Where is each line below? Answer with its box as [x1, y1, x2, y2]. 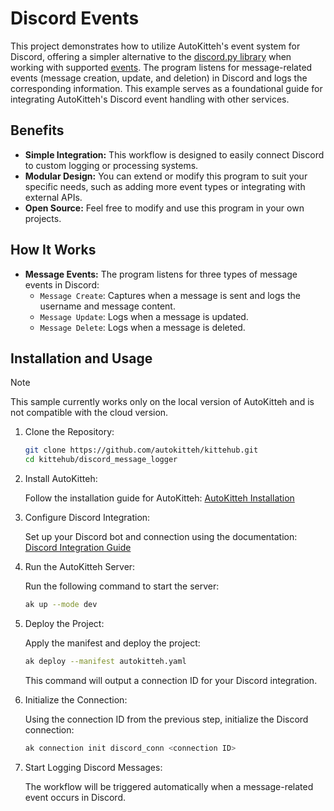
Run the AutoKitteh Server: [24, 561, 136, 573]
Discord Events [10, 7, 140, 30]
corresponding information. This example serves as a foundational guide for [10, 82, 323, 94]
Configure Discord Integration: [24, 512, 151, 524]
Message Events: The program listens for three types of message [24, 268, 298, 280]
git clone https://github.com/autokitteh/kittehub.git [24, 445, 259, 456]
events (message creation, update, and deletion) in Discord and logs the [10, 72, 308, 84]
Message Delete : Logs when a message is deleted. [39, 321, 246, 333]
